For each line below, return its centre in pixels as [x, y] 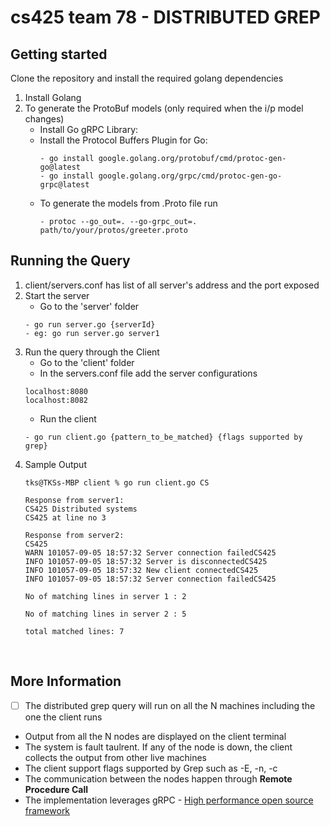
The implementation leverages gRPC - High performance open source [169, 800]
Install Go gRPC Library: [89, 129]
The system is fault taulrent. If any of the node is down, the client [158, 747]
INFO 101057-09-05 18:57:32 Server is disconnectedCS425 [146, 561]
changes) [44, 119]
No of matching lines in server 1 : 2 [105, 596]
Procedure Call [56, 789]
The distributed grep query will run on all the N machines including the [170, 705]
